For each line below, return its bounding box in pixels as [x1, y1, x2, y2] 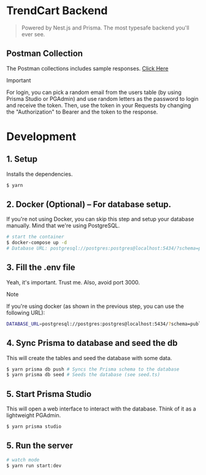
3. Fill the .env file [6, 262, 75, 273]
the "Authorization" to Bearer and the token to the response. [6, 108, 158, 116]
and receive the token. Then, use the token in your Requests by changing [6, 101, 191, 109]
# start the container [6, 234, 64, 240]
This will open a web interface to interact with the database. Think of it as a [6, 405, 196, 412]
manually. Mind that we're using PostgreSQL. [6, 222, 120, 229]
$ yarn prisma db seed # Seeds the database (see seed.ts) [6, 372, 161, 378]
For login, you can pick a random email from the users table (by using [6, 88, 182, 96]
